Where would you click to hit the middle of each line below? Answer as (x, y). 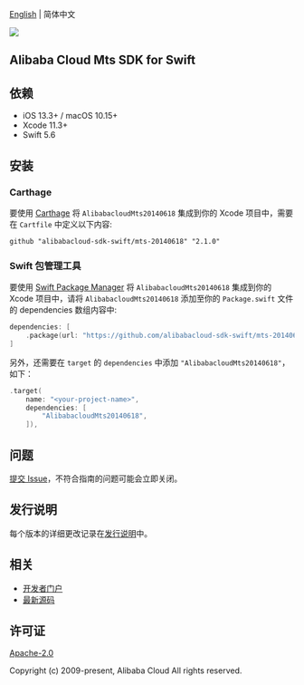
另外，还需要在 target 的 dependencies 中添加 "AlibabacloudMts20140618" (146, 362)
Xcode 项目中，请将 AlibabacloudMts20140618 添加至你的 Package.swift (142, 299)
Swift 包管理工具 (45, 265)
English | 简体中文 (43, 14)
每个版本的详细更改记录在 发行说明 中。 (81, 533)
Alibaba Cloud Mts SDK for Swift (103, 60)
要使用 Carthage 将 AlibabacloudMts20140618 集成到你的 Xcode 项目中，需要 (152, 213)
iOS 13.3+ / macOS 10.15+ (70, 116)
